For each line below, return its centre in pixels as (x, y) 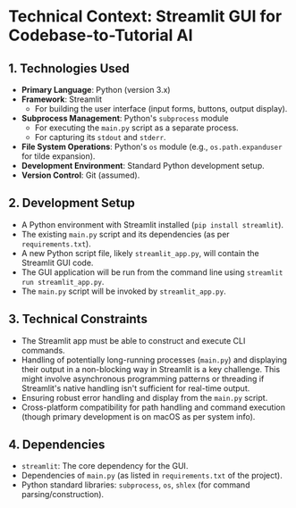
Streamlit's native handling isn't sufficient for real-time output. (135, 388)
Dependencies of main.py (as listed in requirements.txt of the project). (152, 476)
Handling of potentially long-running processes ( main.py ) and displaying (154, 360)
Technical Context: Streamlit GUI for (145, 17)
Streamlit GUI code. (57, 262)
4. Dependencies (57, 445)
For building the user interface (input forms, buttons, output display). (161, 108)
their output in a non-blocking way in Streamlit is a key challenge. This (151, 369)
